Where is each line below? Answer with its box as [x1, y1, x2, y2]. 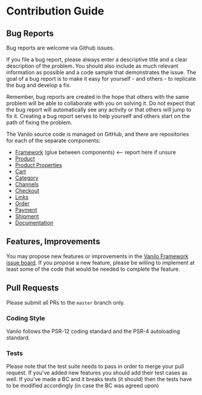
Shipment [14, 213, 39, 220]
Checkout [14, 187, 40, 194]
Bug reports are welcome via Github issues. [6, 44, 115, 51]
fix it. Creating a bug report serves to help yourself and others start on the [6, 113, 190, 119]
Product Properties [14, 162, 62, 168]
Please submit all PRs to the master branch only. [6, 299, 125, 306]
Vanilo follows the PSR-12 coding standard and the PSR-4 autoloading [6, 327, 180, 335]
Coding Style [6, 314, 45, 322]
